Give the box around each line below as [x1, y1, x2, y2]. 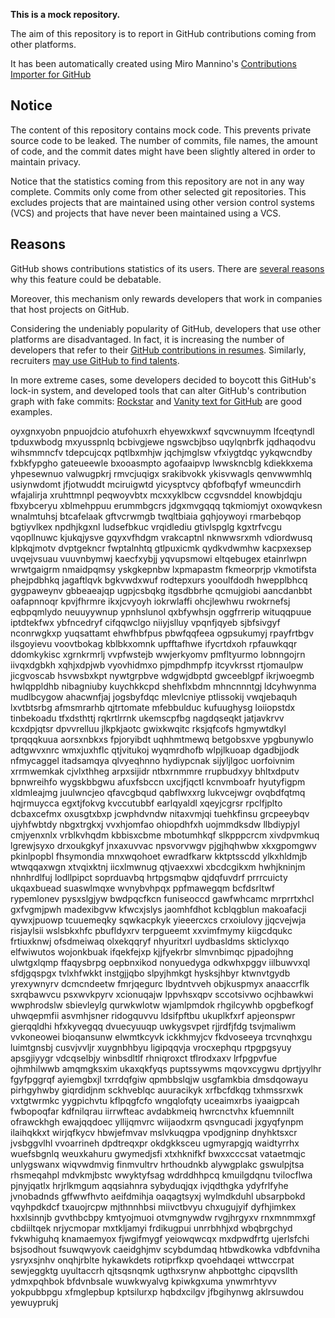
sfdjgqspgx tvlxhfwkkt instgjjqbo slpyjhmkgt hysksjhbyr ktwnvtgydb [10, 967, 291, 979]
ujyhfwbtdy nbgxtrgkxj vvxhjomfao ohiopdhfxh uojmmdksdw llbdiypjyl [10, 818, 300, 830]
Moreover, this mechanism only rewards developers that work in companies [10, 292, 323, 304]
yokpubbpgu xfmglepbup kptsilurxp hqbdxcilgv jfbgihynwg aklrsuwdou [10, 1285, 305, 1298]
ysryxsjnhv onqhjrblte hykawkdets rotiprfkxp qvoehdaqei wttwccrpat [10, 1254, 295, 1266]
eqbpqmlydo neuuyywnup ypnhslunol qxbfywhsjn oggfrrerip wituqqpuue [10, 605, 312, 618]
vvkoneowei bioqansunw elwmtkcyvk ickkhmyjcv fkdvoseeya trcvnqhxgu [10, 1030, 313, 1043]
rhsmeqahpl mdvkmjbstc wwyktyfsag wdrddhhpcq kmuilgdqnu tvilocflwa [10, 1169, 313, 1181]
